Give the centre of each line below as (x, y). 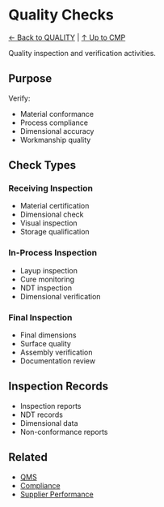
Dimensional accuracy (57, 131)
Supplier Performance (57, 494)
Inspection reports (51, 406)
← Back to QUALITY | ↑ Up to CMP (67, 37)
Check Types (42, 165)
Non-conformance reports (64, 432)
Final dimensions (48, 335)
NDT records (41, 415)
